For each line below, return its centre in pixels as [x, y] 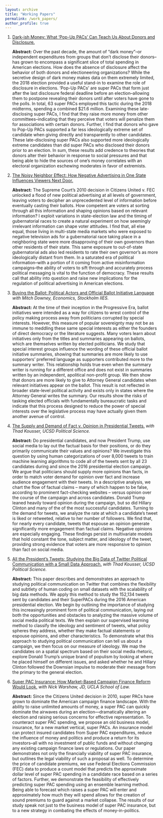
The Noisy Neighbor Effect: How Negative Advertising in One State [79, 175]
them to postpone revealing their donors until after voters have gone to [83, 99]
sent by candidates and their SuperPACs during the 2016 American [79, 600]
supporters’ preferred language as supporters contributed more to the [82, 359]
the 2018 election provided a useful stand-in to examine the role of [79, 83]
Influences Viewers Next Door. [43, 181]
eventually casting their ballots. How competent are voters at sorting [81, 206]
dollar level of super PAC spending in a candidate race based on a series [85, 774]
